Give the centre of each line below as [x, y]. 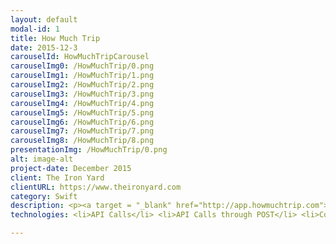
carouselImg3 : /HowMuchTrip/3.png [82, 94]
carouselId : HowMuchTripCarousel [80, 57]
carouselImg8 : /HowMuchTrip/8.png [82, 141]
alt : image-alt [42, 159]
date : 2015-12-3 [44, 47]
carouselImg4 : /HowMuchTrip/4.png [82, 103]
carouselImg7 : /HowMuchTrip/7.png [82, 131]
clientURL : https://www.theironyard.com [96, 187]
